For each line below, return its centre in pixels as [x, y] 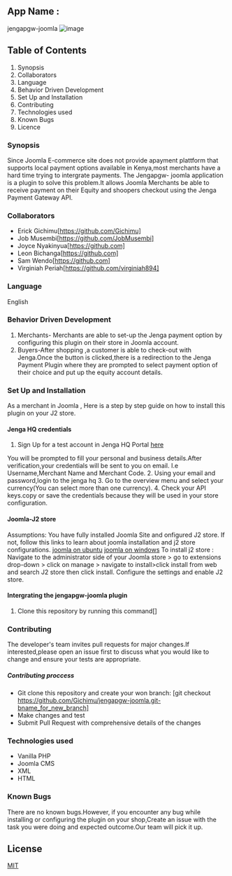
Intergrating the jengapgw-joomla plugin [67, 596]
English [18, 301]
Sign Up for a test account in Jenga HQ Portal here [90, 445]
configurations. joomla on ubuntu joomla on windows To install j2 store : [111, 549]
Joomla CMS [36, 764]
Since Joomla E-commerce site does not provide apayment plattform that [113, 160]
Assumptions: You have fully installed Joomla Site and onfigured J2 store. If [116, 535]
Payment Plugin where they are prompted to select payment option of [117, 364]
